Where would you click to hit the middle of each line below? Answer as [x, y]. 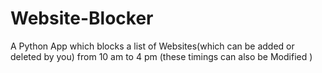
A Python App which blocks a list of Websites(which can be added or [152, 46]
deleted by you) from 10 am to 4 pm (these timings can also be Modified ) [161, 56]
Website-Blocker [82, 18]
